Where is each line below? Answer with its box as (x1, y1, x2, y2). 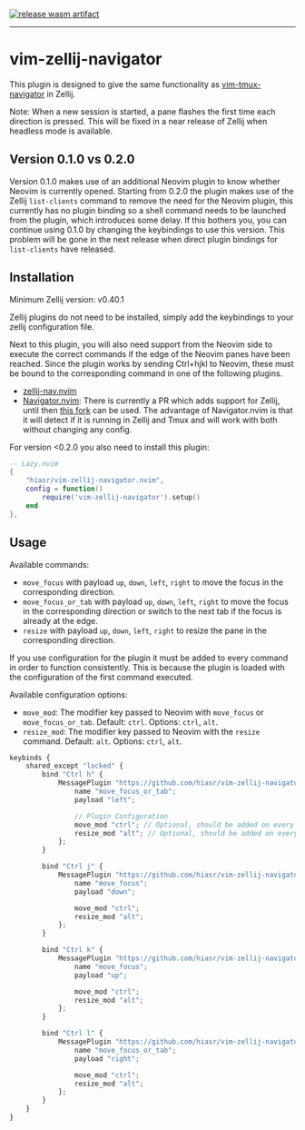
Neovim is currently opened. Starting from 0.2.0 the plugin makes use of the (9, 185, 294, 196)
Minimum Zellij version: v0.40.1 (9, 293, 124, 304)
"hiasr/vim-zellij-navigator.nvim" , (25, 476, 165, 485)
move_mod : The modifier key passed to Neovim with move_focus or (22, 707, 265, 718)
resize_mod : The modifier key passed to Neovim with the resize (22, 726, 261, 737)
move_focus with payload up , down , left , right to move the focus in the (22, 577, 284, 588)
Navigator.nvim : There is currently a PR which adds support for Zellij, (22, 395, 280, 406)
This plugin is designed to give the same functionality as (9, 78, 221, 90)
